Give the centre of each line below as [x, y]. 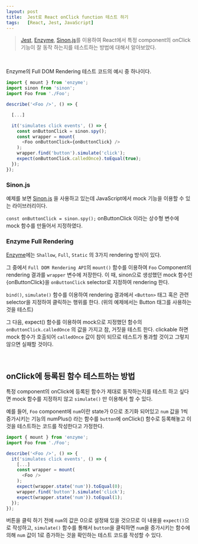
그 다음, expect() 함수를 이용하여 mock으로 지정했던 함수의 [74, 322]
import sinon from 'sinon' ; [41, 88]
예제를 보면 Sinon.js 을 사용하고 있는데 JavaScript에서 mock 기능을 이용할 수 [95, 198]
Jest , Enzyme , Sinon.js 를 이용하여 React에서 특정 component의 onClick [106, 40]
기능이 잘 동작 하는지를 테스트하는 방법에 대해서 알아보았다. [88, 47]
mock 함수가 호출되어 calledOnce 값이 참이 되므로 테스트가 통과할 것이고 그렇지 [98, 337]
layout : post [22, 12]
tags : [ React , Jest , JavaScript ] [50, 22]
